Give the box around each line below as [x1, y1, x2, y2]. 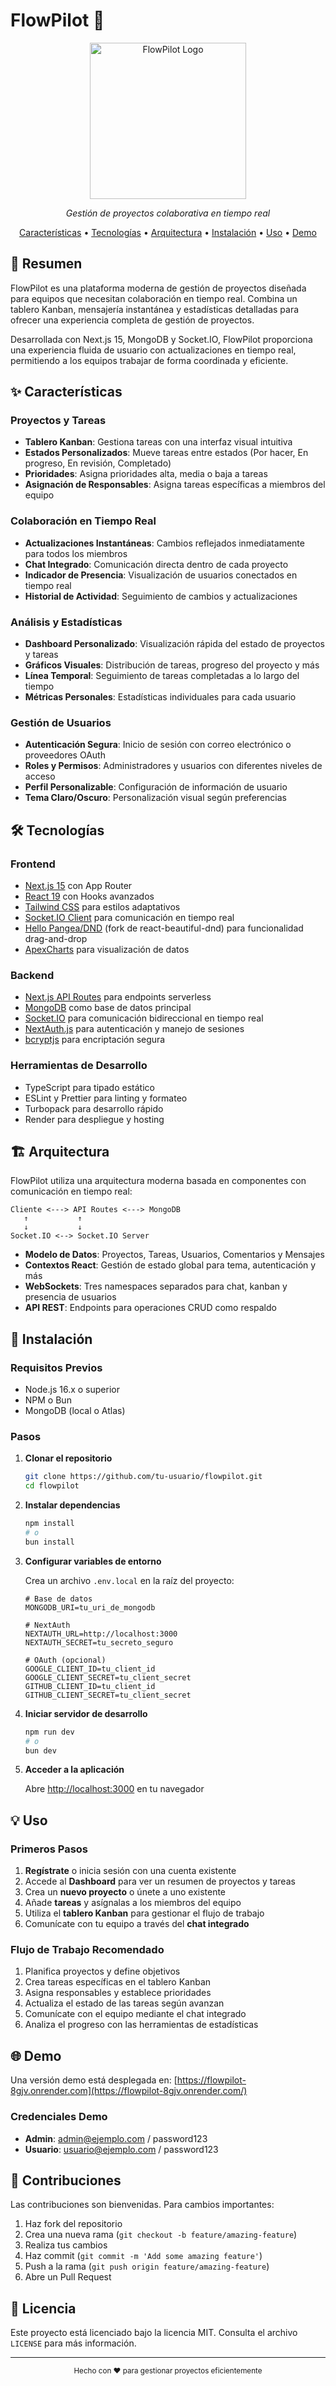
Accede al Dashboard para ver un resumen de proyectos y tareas [24, 1875, 296, 1888]
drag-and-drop [24, 933, 88, 945]
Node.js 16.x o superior [24, 1384, 120, 1396]
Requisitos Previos [10, 1360, 103, 1374]
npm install [24, 1519, 75, 1529]
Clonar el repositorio [24, 1452, 113, 1464]
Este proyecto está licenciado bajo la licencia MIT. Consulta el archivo [10, 2327, 298, 2339]
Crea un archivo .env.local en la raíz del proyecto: [24, 1574, 235, 1586]
